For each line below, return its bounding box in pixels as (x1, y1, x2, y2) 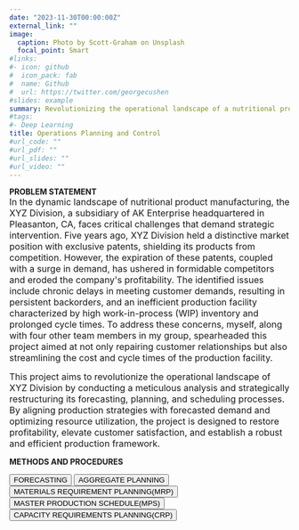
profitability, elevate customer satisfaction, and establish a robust (9, 427, 283, 439)
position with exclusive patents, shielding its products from (9, 241, 255, 253)
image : (9, 29, 34, 38)
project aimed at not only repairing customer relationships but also (9, 340, 287, 353)
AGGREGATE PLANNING (78, 476, 166, 485)
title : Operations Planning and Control (9, 129, 162, 138)
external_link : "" (9, 21, 77, 30)
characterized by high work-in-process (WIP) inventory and (9, 307, 259, 320)
